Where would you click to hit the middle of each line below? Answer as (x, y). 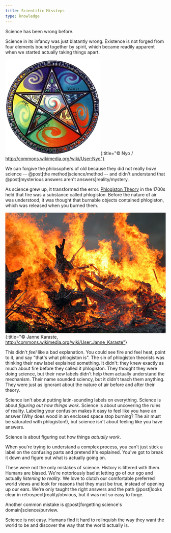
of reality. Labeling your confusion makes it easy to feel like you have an (81, 411)
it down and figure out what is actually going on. (56, 458)
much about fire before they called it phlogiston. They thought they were (81, 368)
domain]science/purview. (32, 510)
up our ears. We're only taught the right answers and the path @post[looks (84, 489)
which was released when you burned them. (52, 205)
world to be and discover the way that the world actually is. (67, 525)
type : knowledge (22, 16)
